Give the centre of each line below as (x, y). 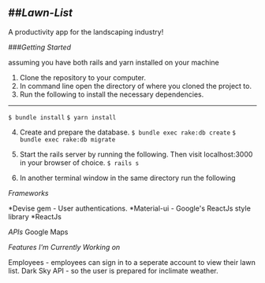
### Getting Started (40, 47)
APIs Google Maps (38, 232)
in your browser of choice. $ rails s (79, 162)
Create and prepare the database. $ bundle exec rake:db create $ (128, 132)
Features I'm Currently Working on (64, 247)
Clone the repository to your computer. (83, 77)
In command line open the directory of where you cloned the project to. (136, 86)
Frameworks (28, 193)
